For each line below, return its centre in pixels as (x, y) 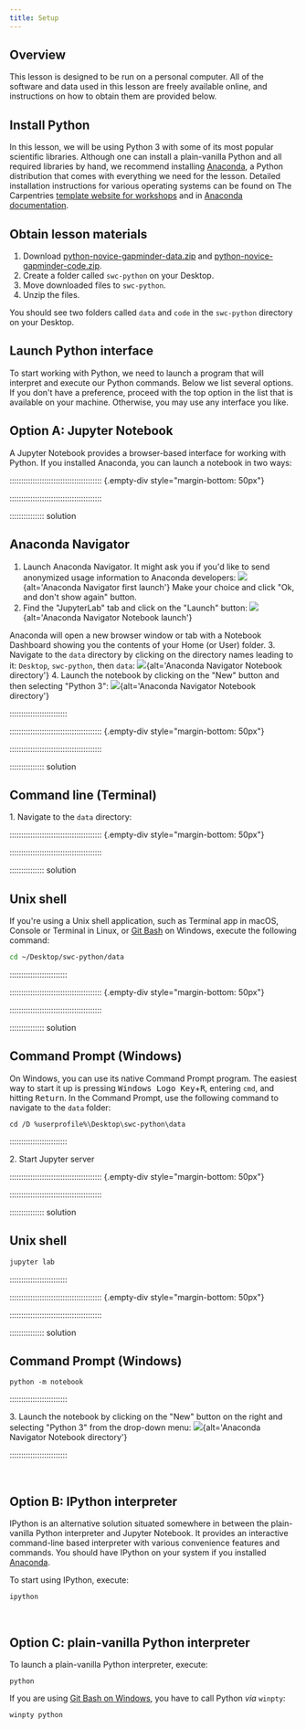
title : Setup (34, 18)
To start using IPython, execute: (69, 1580)
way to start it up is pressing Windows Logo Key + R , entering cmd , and (142, 1087)
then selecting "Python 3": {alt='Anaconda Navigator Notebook (132, 685)
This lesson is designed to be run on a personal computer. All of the (137, 77)
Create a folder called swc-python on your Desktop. (118, 276)
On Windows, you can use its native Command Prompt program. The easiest (153, 1078)
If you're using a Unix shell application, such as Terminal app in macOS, (144, 921)
